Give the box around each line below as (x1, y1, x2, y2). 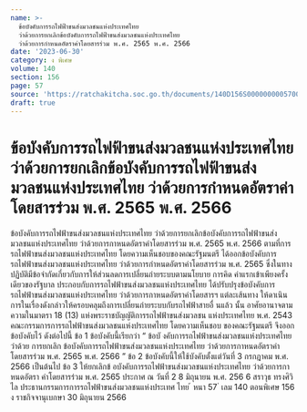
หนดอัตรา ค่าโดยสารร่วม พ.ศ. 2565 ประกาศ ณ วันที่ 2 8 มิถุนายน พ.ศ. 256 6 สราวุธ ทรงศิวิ (10, 371, 294, 383)
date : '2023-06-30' (10, 47, 85, 57)
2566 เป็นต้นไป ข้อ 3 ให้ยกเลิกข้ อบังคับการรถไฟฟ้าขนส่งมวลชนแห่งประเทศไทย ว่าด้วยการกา (10, 361, 290, 372)
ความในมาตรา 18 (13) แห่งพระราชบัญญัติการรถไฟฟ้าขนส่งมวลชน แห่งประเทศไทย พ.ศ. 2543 (10, 310, 292, 321)
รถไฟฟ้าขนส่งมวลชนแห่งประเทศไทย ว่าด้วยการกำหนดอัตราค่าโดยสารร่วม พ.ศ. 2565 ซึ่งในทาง (10, 259, 292, 270)
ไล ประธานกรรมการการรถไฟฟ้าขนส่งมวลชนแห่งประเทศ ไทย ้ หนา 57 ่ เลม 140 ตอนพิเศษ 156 (10, 382, 295, 393)
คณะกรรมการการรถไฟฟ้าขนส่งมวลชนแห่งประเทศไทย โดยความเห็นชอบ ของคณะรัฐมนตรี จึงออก (10, 320, 295, 331)
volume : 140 (10, 65, 56, 74)
